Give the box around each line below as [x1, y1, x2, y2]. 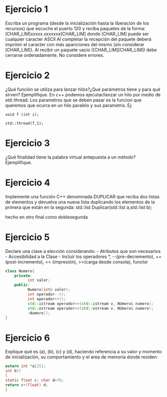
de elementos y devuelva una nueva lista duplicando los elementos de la [5, 199, 155, 205]
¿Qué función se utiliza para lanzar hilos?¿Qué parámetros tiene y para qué [5, 86, 160, 92]
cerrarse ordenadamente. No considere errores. [5, 52, 104, 58]
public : [14, 283, 30, 288]
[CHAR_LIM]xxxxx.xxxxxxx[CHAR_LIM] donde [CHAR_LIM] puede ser [5, 31, 149, 37]
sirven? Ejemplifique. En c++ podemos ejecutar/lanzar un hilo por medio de [5, 91, 161, 97]
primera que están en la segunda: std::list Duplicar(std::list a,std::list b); [5, 204, 152, 210]
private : [14, 273, 33, 278]
